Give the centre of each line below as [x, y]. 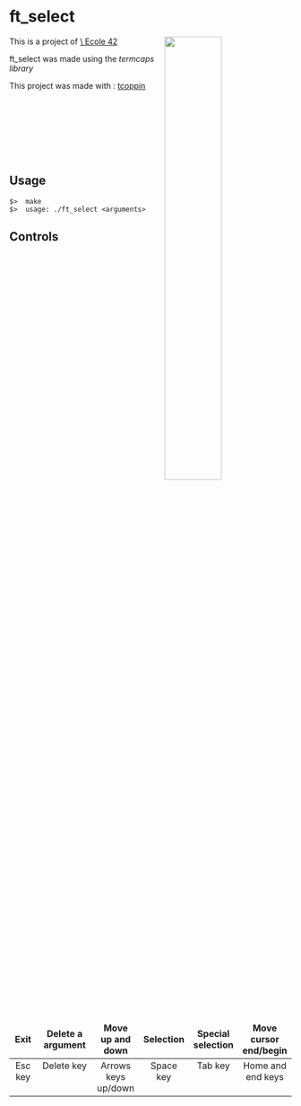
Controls [34, 237]
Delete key [65, 1066]
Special [213, 1033]
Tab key [213, 1066]
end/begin [265, 1050]
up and [116, 1039]
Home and [265, 1066]
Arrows [116, 1066]
